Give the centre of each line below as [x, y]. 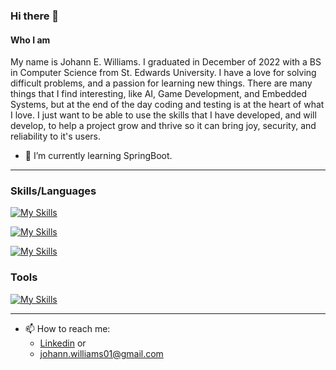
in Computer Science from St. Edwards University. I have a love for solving [163, 73]
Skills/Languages [53, 191]
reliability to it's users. [56, 136]
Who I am [30, 40]
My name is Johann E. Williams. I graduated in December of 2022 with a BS [166, 62]
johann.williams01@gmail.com [101, 353]
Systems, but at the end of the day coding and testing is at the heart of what [167, 105]
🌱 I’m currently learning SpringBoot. [98, 156]
